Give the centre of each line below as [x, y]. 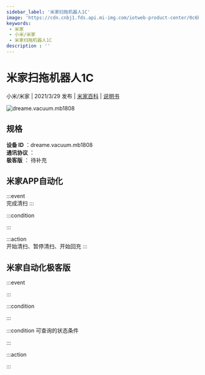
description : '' [28, 46]
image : [15, 18]
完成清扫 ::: [20, 203]
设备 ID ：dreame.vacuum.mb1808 [50, 145]
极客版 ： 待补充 [27, 160]
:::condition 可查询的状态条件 [43, 330]
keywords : [19, 23]
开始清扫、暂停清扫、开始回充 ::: [47, 246]
